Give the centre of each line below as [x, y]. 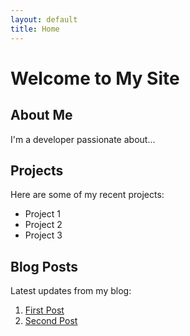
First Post [44, 310]
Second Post [51, 321]
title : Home [35, 29]
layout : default [44, 19]
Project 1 [42, 214]
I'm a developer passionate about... [83, 139]
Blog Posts [44, 266]
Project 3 [43, 235]
